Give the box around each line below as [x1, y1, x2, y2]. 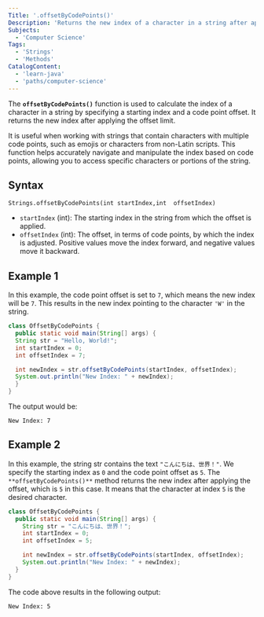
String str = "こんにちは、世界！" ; [22, 522, 132, 531]
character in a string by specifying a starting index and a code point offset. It [8, 107, 256, 116]
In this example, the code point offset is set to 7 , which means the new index [8, 290, 255, 299]
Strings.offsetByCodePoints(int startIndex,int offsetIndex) [8, 200, 216, 208]
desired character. [8, 492, 68, 501]
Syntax [8, 178, 44, 192]
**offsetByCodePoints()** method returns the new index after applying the [8, 476, 251, 485]
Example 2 [8, 438, 60, 452]
